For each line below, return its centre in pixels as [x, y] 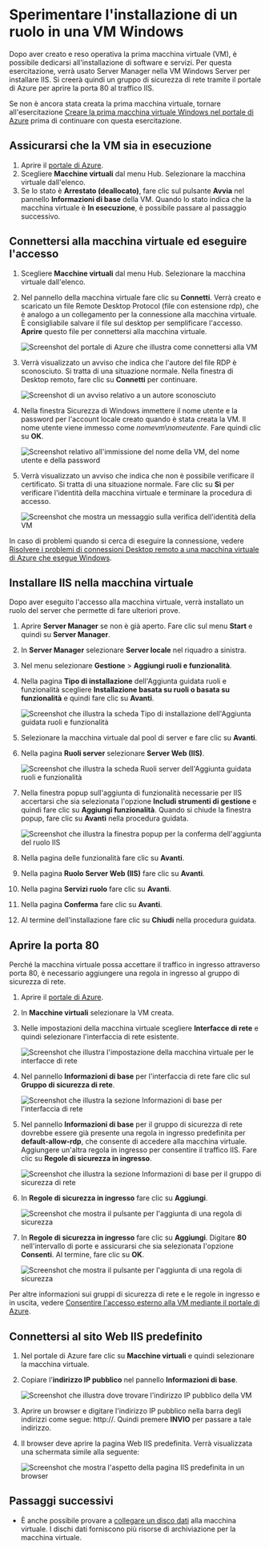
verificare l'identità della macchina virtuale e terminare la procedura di [136, 492]
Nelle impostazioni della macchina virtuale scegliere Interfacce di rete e [139, 1028]
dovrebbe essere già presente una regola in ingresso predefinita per [133, 1133]
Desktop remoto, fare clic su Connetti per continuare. [109, 379]
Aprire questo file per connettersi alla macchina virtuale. [114, 331]
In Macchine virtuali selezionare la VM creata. [97, 1013]
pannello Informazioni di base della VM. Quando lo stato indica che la [136, 199]
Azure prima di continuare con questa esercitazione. [96, 120]
